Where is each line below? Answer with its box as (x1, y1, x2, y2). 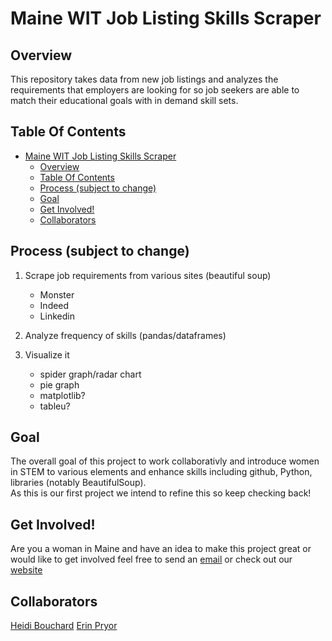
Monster (39, 288, 75, 301)
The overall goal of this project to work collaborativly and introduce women (10, 455, 320, 467)
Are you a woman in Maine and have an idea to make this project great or (10, 543, 312, 555)
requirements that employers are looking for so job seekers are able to (10, 84, 300, 96)
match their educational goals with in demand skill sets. (10, 95, 239, 106)
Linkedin (39, 310, 75, 322)
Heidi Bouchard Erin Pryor (10, 620, 118, 632)
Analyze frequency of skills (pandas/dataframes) (24, 329, 227, 341)
